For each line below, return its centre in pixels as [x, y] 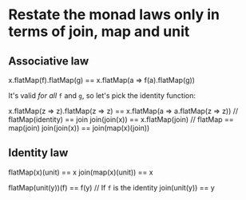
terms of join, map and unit [99, 31]
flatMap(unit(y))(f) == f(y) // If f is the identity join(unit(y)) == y [112, 187]
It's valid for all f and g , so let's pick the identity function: [102, 96]
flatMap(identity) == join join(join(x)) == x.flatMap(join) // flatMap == [121, 120]
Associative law [49, 61]
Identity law [38, 153]
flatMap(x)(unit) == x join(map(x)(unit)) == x [81, 172]
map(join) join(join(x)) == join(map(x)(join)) [79, 128]
